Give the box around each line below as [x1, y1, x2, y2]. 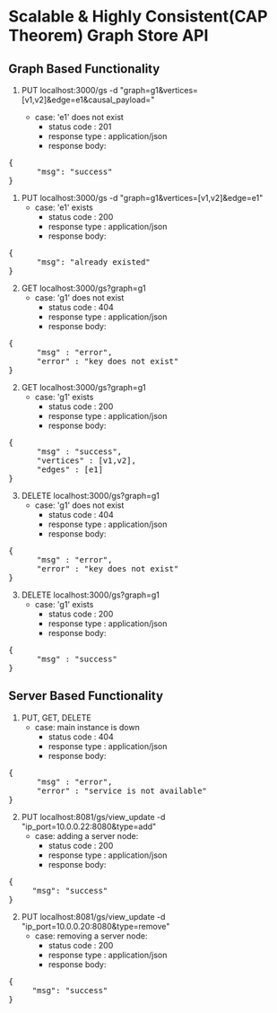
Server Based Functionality [8, 688, 163, 703]
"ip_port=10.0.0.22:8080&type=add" [21, 821, 157, 832]
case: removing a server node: [34, 930, 148, 941]
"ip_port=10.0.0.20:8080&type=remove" [21, 921, 170, 931]
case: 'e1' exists [34, 202, 93, 213]
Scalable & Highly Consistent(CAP [8, 6, 268, 27]
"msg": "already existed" [36, 258, 151, 266]
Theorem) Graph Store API [8, 25, 209, 46]
